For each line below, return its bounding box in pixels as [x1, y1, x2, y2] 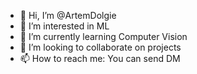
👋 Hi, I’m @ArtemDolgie [19, 10, 117, 21]
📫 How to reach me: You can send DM [19, 53, 181, 64]
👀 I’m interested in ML [19, 20, 110, 32]
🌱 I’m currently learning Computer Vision [19, 31, 188, 42]
